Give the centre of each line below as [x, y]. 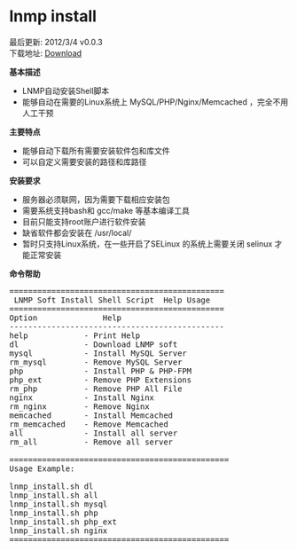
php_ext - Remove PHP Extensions [101, 380]
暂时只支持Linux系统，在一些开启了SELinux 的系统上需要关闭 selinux [147, 244]
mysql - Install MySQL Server [98, 353]
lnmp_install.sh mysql [59, 504]
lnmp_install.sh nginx [59, 530]
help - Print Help [75, 335]
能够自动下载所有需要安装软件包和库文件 [96, 150]
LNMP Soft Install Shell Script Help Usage [112, 300]
